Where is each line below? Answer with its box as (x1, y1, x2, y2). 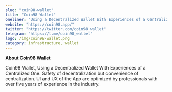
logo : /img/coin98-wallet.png (5, 36, 70, 41)
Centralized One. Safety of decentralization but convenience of (5, 70, 139, 76)
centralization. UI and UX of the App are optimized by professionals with (5, 75, 158, 82)
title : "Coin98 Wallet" (5, 12, 56, 17)
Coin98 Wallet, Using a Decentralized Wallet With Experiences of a (5, 64, 146, 71)
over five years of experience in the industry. (5, 81, 100, 87)
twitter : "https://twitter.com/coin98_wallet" (5, 27, 106, 32)
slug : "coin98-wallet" (5, 7, 54, 13)
